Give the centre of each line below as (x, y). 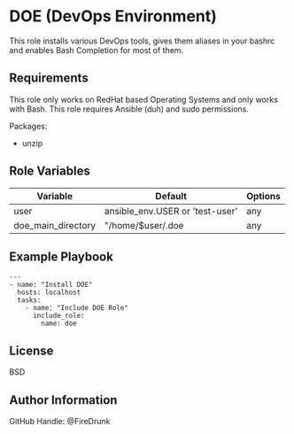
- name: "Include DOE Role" (77, 308)
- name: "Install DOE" (51, 285)
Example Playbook (61, 256)
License (31, 350)
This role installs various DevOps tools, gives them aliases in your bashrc (142, 41)
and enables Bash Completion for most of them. (97, 50)
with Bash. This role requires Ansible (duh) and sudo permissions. (129, 109)
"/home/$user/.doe (144, 225)
